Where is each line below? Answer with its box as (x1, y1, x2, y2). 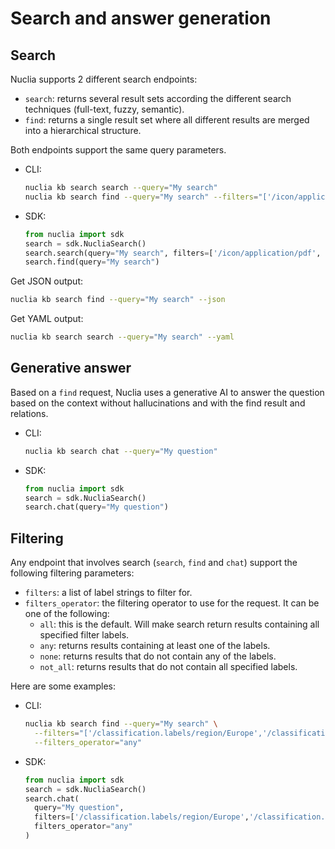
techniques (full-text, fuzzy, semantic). (24, 103, 185, 115)
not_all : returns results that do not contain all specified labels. (39, 661, 298, 673)
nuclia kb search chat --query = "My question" (24, 446, 218, 456)
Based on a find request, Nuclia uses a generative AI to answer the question (10, 386, 325, 398)
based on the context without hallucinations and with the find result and (10, 397, 306, 409)
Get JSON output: (10, 275, 84, 287)
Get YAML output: (10, 313, 84, 325)
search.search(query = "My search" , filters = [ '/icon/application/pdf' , (24, 248, 322, 258)
